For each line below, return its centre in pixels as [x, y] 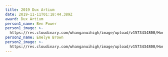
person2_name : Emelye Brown [34, 38]
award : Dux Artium [24, 19]
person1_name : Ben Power [31, 24]
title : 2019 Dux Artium [30, 10]
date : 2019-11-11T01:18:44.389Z [39, 14]
